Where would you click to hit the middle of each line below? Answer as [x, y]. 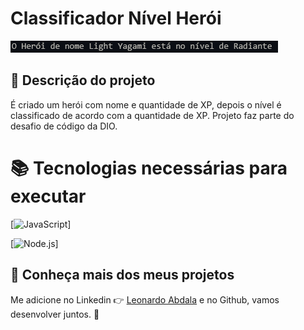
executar [48, 196]
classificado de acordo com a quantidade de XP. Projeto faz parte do [152, 115]
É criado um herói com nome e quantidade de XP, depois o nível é [146, 104]
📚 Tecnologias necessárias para [149, 168]
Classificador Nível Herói [116, 18]
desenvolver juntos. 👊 [55, 314]
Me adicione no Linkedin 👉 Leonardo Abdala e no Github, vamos [145, 299]
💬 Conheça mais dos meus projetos [122, 275]
